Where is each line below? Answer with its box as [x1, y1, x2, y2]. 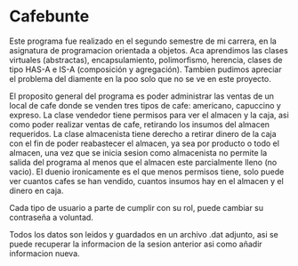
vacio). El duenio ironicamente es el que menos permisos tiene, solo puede [9, 166, 285, 177]
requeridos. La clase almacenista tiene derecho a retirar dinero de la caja [9, 128, 278, 139]
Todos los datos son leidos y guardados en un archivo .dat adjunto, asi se [9, 229, 278, 239]
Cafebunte [9, 6, 90, 27]
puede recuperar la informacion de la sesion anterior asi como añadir [9, 238, 262, 249]
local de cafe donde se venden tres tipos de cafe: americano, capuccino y [9, 100, 282, 110]
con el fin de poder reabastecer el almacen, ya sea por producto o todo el [9, 138, 280, 149]
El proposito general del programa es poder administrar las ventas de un [9, 91, 274, 101]
